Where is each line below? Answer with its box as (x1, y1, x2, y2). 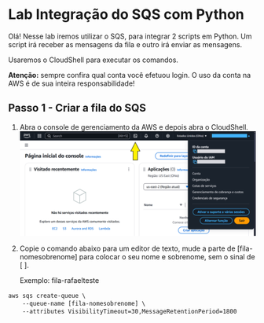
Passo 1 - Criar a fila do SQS (8, 101, 147, 115)
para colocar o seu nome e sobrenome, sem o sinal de (79, 251, 255, 261)
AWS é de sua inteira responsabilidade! (8, 79, 135, 88)
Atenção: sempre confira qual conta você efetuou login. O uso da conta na (8, 70, 251, 79)
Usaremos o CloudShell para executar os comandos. (8, 55, 179, 64)
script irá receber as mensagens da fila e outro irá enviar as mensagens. (8, 39, 242, 49)
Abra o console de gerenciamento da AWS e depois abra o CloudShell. (19, 122, 249, 131)
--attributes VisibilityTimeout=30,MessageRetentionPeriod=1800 (22, 307, 237, 315)
